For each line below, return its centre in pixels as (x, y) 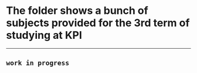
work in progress (38, 63)
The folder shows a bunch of (77, 11)
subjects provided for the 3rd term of (98, 23)
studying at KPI (44, 35)
